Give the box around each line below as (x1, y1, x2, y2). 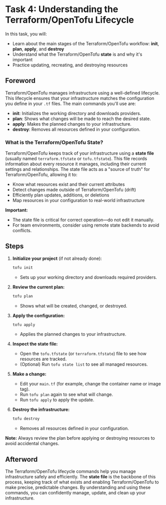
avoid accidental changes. (5, 441, 59, 447)
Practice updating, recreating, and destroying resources (12, 62, 128, 68)
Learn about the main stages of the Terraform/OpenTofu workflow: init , (12, 40, 159, 46)
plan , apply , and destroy (12, 46, 64, 52)
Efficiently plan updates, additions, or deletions (12, 192, 109, 198)
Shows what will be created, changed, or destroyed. (19, 302, 127, 309)
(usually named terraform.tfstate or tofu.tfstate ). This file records (5, 156, 147, 162)
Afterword (5, 455, 38, 463)
